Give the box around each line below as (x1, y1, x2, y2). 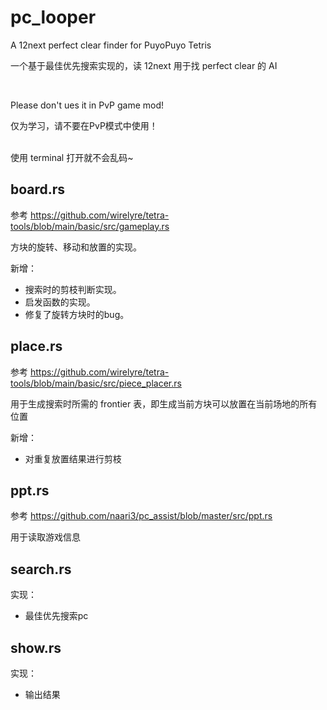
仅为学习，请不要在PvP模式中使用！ (10, 119, 158, 131)
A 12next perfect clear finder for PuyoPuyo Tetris (10, 39, 212, 51)
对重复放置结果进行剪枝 (24, 452, 122, 465)
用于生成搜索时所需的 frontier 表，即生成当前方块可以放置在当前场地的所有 (10, 397, 318, 410)
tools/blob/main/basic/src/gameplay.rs (10, 220, 170, 232)
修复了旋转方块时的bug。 (24, 308, 130, 320)
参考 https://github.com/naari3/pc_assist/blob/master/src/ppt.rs (10, 510, 273, 522)
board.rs (10, 181, 66, 198)
